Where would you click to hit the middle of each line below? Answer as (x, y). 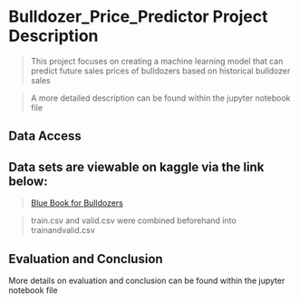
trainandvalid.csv (63, 230)
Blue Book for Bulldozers (77, 203)
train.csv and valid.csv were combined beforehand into (133, 220)
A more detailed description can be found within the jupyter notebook (160, 98)
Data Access (45, 137)
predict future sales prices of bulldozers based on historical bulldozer (160, 71)
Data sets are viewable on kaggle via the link (136, 166)
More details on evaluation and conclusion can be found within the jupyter (147, 280)
